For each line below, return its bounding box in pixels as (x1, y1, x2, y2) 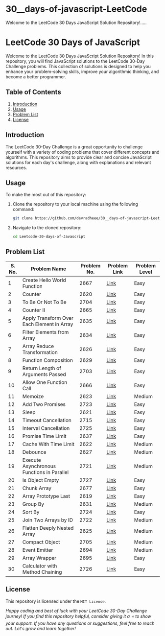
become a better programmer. (5, 73, 67, 79)
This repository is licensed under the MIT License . (5, 598, 106, 604)
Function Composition (22, 356, 73, 363)
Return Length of (22, 365, 62, 372)
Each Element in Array (22, 321, 73, 328)
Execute (22, 456, 41, 463)
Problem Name (30, 265, 67, 272)
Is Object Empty (22, 476, 59, 483)
